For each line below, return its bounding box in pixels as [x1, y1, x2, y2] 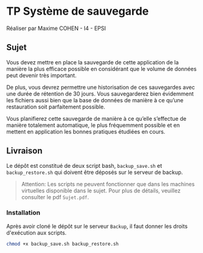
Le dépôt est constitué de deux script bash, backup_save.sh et [6, 162, 162, 169]
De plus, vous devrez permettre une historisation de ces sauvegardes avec [6, 83, 195, 91]
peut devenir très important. [6, 72, 77, 79]
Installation [6, 208, 41, 217]
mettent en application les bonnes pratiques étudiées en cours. [6, 127, 166, 135]
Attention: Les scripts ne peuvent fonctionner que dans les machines [21, 180, 195, 187]
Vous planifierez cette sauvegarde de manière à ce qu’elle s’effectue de [6, 115, 186, 122]
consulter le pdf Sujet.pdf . [21, 193, 89, 200]
